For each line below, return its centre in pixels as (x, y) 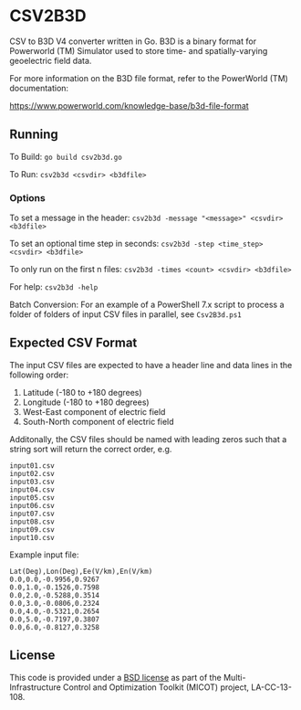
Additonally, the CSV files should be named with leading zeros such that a (148, 439)
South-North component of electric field (99, 421)
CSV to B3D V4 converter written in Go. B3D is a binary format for (133, 41)
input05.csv (32, 498)
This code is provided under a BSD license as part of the (115, 677)
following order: (39, 375)
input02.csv (32, 473)
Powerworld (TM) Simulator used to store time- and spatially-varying (139, 50)
